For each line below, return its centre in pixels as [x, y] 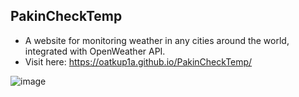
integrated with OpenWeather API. [95, 51]
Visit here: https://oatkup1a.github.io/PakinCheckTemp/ [138, 61]
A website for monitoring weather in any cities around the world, [157, 40]
